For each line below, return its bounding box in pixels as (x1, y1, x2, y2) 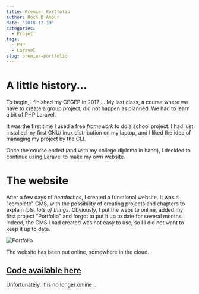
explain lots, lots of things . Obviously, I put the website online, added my (6, 206, 183, 213)
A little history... (6, 79, 87, 92)
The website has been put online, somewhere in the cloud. (6, 248, 150, 255)
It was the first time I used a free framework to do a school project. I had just (6, 123, 194, 130)
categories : (6, 25, 36, 32)
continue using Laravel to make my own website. (6, 153, 126, 160)
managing (6, 135, 31, 142)
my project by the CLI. (31, 135, 86, 142)
